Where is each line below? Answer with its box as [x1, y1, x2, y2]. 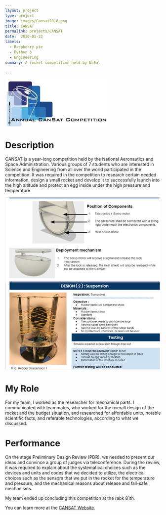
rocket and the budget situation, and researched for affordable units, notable [5, 410, 161, 416]
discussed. [5, 421, 28, 427]
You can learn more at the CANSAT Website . [5, 505, 95, 511]
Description [5, 140, 54, 151]
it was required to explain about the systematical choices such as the [5, 465, 146, 471]
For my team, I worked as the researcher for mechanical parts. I [5, 399, 134, 405]
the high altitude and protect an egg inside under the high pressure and [5, 182, 151, 188]
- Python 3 [9, 49, 32, 54]
